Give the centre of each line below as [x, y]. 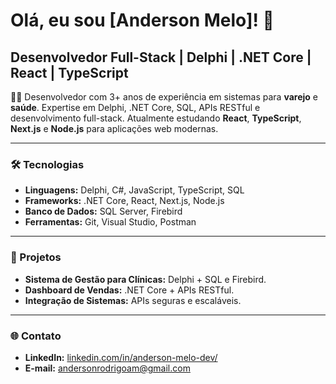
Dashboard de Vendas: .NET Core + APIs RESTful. [129, 290]
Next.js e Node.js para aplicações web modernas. [114, 128]
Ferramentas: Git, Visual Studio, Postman [110, 222]
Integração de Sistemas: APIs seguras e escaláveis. [133, 300]
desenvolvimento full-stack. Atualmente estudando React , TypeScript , [156, 118]
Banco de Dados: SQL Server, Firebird [103, 211]
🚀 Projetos [36, 257]
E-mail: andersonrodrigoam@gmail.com [107, 368]
